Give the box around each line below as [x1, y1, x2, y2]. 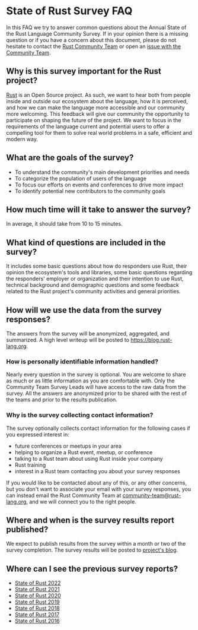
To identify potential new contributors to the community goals [14, 187, 166, 194]
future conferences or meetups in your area [14, 442, 122, 449]
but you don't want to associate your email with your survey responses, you [6, 485, 191, 492]
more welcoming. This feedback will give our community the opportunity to [6, 110, 190, 117]
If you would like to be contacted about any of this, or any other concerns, [6, 479, 187, 486]
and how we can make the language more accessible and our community [6, 104, 185, 111]
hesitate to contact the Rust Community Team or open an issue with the [6, 43, 181, 50]
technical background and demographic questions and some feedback [6, 281, 179, 289]
